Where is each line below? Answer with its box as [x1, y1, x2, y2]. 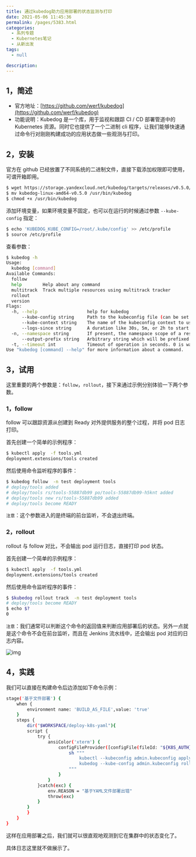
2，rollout [6, 528, 35, 536]
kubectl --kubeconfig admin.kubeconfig [79, 755, 176, 761]
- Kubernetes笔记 [11, 36, 52, 42]
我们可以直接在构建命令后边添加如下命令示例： [6, 684, 118, 691]
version [11, 298, 30, 304]
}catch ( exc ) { [37, 782, 72, 789]
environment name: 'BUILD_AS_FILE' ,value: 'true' [27, 706, 150, 713]
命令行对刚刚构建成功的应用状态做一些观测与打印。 [19, 130, 143, 137]
